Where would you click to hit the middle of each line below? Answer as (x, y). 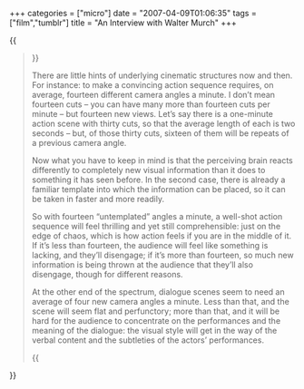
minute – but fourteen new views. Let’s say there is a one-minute (152, 114)
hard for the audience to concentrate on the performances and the (156, 321)
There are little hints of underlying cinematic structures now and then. (162, 75)
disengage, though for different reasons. (107, 274)
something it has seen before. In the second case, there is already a (158, 180)
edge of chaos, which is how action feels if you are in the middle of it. (162, 236)
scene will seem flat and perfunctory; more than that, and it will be (155, 311)
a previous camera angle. (79, 143)
